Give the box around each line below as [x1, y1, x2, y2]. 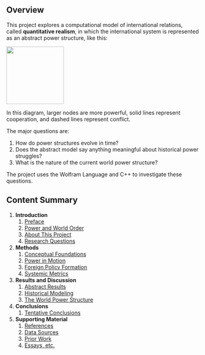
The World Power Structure [24, 296, 94, 303]
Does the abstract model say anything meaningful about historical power [15, 145, 199, 153]
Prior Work [24, 335, 52, 342]
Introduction [15, 211, 48, 218]
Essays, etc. [24, 342, 55, 349]
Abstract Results [24, 283, 66, 290]
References [24, 322, 54, 329]
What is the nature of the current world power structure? [15, 159, 158, 166]
